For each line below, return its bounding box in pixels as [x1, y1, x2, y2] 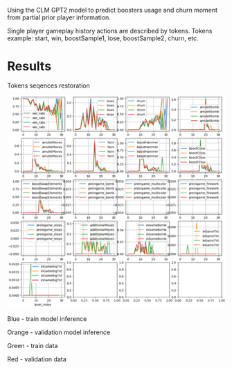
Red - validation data [7, 355, 67, 363]
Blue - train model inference [7, 315, 87, 323]
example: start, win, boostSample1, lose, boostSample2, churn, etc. [7, 34, 199, 42]
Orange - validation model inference [7, 328, 111, 336]
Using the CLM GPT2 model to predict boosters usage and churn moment [7, 6, 218, 14]
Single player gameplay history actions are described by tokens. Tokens [7, 27, 213, 35]
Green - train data [7, 342, 58, 350]
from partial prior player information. [7, 13, 111, 22]
